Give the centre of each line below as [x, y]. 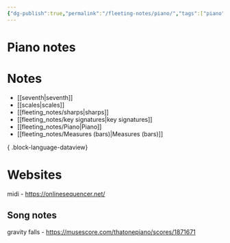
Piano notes [42, 47]
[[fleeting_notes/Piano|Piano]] [59, 127]
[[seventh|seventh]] [45, 97]
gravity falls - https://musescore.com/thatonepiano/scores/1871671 [102, 232]
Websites [35, 175]
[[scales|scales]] [41, 105]
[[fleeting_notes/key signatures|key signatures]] [85, 119]
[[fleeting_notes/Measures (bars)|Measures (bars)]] [90, 133]
